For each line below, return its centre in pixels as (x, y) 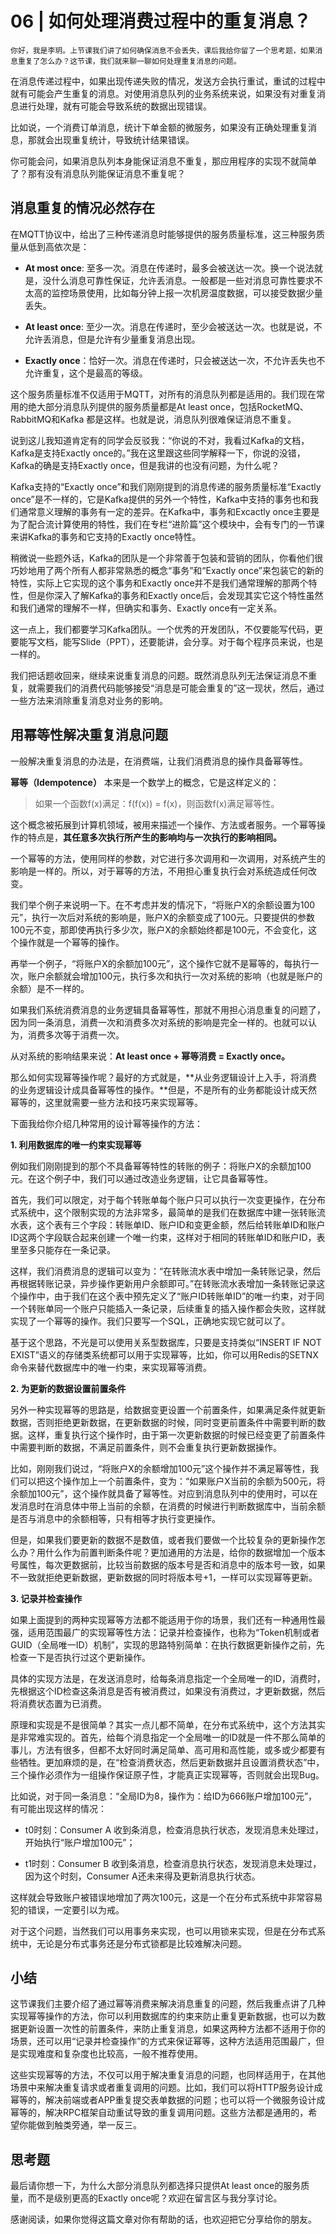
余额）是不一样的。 (50, 988)
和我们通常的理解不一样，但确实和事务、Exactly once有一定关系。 (146, 608)
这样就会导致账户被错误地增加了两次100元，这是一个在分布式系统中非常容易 (166, 1897)
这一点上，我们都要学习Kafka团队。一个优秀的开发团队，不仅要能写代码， (162, 629)
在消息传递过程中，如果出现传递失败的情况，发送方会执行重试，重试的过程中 (168, 81)
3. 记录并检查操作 (46, 1598)
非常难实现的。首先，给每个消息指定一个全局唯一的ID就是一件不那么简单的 (172, 1737)
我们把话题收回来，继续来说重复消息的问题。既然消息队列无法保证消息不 (159, 675)
